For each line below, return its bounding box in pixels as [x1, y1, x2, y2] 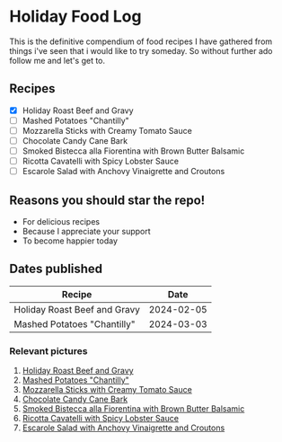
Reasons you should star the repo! [9, 192, 206, 208]
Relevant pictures [9, 344, 88, 357]
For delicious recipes [22, 217, 101, 226]
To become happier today [22, 235, 119, 246]
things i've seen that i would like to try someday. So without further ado [9, 45, 273, 56]
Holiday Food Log [9, 6, 142, 27]
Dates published [9, 261, 103, 277]
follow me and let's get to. [9, 55, 106, 66]
